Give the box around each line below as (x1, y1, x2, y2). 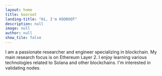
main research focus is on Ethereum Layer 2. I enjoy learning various (5, 54, 147, 60)
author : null (5, 30, 33, 35)
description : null (5, 21, 44, 26)
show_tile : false (5, 35, 42, 40)
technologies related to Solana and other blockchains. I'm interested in (5, 59, 151, 65)
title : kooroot (5, 12, 37, 17)
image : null (5, 26, 30, 31)
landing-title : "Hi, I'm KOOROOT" (5, 16, 78, 21)
